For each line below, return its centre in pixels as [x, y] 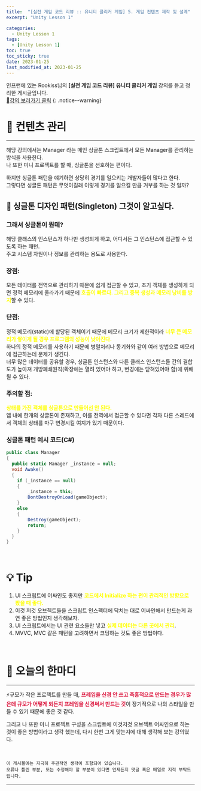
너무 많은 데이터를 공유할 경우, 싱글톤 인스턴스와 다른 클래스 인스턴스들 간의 [94, 362]
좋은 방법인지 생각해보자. [50, 618]
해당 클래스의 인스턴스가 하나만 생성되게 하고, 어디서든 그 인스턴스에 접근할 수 [96, 239]
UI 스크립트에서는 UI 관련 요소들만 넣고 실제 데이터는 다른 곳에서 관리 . [95, 626]
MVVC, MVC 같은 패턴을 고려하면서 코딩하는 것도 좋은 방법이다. [89, 633]
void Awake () [28, 469]
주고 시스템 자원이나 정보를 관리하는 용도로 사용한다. [67, 254]
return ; [37, 525]
